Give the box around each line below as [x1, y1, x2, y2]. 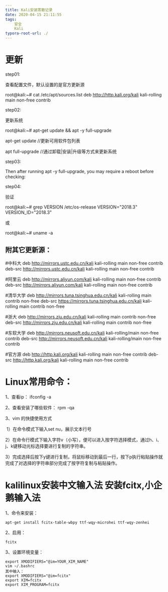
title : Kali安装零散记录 [5, 7, 53, 13]
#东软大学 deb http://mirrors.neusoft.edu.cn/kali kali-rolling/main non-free [5, 330, 159, 336]
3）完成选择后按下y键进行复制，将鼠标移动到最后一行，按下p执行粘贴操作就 [5, 454, 163, 460]
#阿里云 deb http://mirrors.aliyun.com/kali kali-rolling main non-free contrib [5, 276, 161, 282]
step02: [5, 106, 21, 113]
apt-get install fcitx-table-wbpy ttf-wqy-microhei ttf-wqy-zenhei [5, 520, 150, 525]
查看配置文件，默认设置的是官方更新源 [5, 81, 85, 87]
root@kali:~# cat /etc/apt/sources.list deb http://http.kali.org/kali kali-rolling [5, 91, 162, 97]
